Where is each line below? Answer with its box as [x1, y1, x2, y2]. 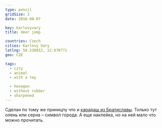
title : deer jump [5, 30, 41, 35]
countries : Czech [5, 39, 41, 44]
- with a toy [9, 75, 37, 80]
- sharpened [9, 93, 35, 98]
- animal [9, 70, 28, 75]
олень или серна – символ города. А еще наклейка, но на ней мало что [5, 112, 156, 118]
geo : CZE [5, 52, 23, 57]
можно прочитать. [5, 117, 44, 123]
